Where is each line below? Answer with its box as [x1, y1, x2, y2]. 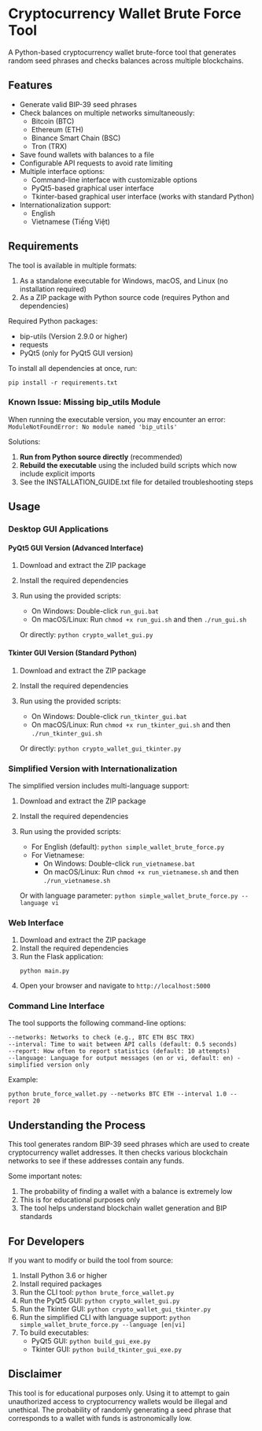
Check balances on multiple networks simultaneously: [19, 108, 195, 117]
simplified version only [8, 1061, 90, 1070]
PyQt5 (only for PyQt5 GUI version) [19, 348, 134, 358]
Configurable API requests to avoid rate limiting [19, 158, 173, 168]
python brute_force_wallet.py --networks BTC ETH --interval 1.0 [8, 1090, 227, 1099]
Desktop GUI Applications [8, 524, 109, 535]
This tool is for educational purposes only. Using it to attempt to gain [8, 1388, 231, 1398]
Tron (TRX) [31, 141, 68, 150]
